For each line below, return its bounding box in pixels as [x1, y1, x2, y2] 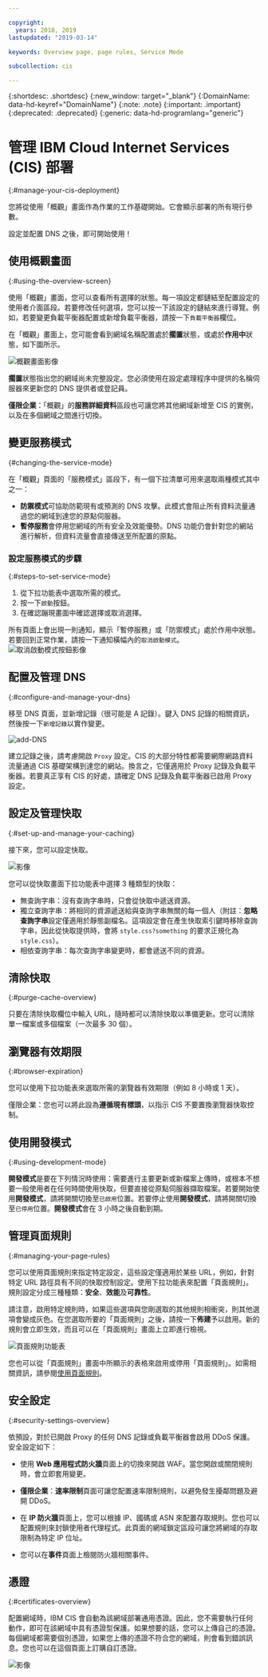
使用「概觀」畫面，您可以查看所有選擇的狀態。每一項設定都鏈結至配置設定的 [8, 292, 260, 302]
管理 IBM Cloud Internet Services [8, 139, 230, 156]
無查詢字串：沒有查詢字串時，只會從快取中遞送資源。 [19, 896, 195, 905]
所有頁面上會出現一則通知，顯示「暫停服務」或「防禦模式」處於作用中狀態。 [8, 624, 260, 635]
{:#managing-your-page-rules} [8, 1251, 111, 1260]
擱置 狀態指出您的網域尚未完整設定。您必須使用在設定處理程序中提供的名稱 [8, 373, 253, 383]
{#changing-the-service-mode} [8, 457, 113, 467]
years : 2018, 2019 [15, 26, 77, 34]
